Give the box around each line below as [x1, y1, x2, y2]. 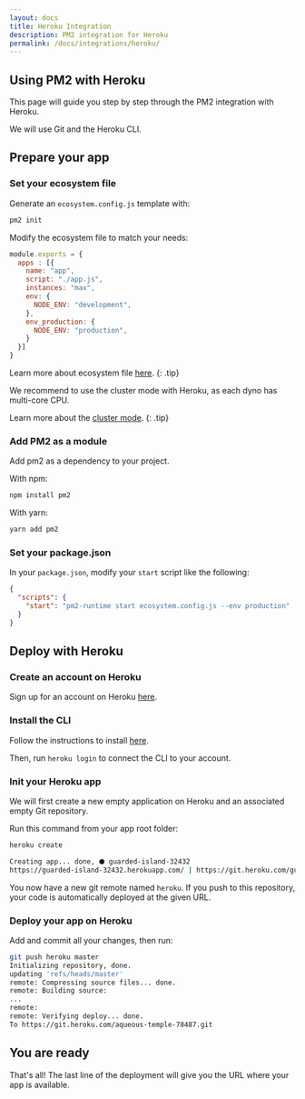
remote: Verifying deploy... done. [9, 1012, 144, 1021]
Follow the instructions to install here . [9, 734, 150, 745]
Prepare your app [9, 150, 110, 165]
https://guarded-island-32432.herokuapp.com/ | [9, 865, 193, 874]
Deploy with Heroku [9, 644, 124, 659]
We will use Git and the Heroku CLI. [9, 124, 143, 135]
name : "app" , [25, 266, 75, 275]
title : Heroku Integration [9, 22, 112, 31]
